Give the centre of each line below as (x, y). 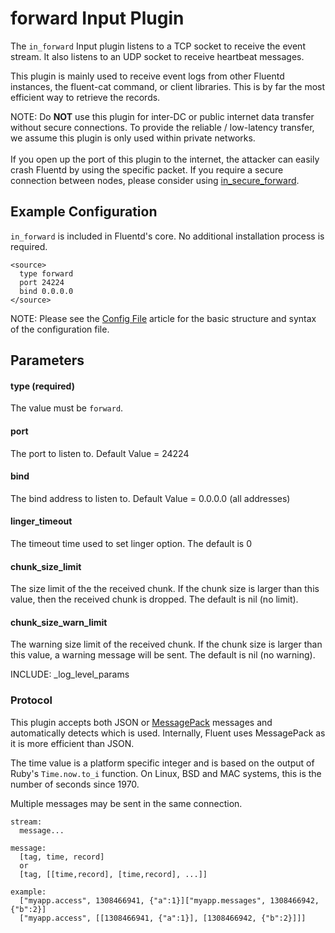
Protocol (31, 700)
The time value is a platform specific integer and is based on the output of (162, 763)
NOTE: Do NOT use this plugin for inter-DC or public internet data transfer (162, 116)
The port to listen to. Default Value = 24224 (100, 453)
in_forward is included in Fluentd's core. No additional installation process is (167, 236)
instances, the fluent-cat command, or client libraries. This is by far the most (168, 86)
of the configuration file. (60, 329)
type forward (46, 273)
